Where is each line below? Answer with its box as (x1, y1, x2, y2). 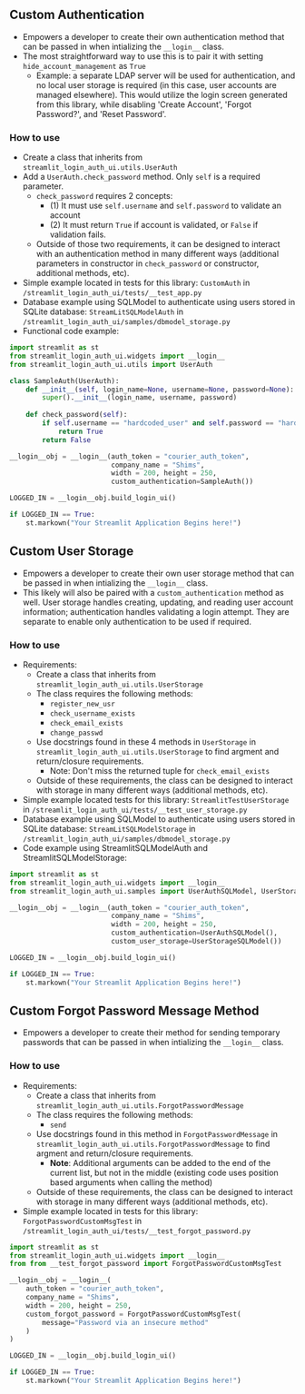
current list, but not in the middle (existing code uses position (49, 1167, 279, 1178)
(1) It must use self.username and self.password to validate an (49, 200, 281, 212)
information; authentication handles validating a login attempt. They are (22, 606, 290, 617)
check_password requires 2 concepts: (35, 191, 173, 202)
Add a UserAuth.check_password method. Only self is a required (22, 172, 261, 183)
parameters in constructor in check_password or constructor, (35, 258, 260, 269)
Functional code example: (22, 326, 120, 337)
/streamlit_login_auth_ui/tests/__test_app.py (22, 289, 202, 298)
